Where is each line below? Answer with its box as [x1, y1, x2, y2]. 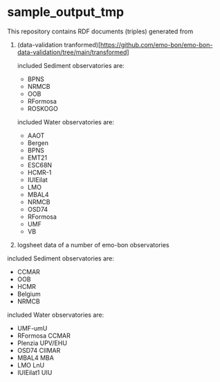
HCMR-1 [27, 168, 52, 176]
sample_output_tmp [7, 4, 125, 20]
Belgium [17, 290, 42, 298]
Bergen [27, 138, 48, 147]
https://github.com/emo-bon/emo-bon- [100, 40, 213, 49]
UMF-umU [17, 324, 48, 332]
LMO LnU [17, 360, 45, 369]
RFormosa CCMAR [17, 331, 71, 340]
